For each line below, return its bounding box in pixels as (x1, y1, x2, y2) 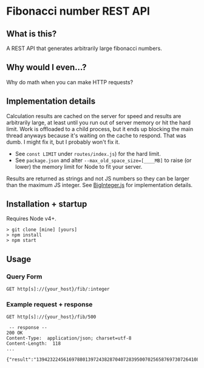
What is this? (6, 29, 57, 39)
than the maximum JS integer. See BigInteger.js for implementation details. (6, 181, 193, 188)
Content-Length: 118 (6, 341, 61, 347)
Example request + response (6, 300, 93, 309)
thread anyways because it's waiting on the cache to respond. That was (6, 132, 186, 139)
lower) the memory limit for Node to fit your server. (15, 163, 143, 170)
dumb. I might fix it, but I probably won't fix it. (6, 138, 120, 146)
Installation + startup (6, 199, 87, 210)
